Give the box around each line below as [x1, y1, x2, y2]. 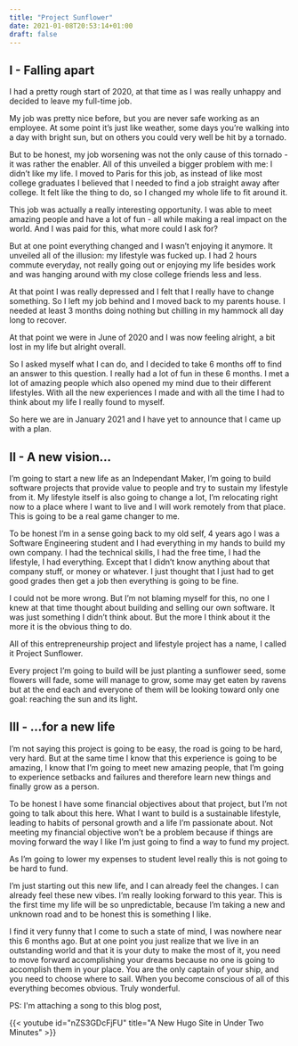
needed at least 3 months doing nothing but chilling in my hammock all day [9, 305, 285, 317]
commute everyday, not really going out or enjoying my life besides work [9, 259, 276, 270]
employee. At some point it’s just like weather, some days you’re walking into [9, 122, 290, 134]
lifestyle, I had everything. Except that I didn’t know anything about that [9, 556, 270, 567]
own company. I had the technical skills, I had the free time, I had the [9, 548, 261, 557]
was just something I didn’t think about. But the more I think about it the [9, 612, 270, 622]
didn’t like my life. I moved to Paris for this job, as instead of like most [9, 169, 262, 179]
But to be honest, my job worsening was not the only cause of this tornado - [9, 149, 288, 161]
